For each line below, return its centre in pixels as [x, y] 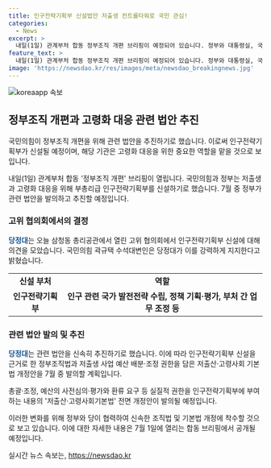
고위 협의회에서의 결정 [48, 221]
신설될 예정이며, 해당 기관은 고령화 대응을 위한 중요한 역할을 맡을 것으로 [142, 151]
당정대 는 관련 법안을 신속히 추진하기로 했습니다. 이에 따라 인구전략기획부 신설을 [132, 354]
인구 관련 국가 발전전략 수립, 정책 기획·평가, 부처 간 [158, 296]
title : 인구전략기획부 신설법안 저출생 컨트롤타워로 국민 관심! [98, 16]
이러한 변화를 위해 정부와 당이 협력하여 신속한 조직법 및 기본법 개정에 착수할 [127, 418]
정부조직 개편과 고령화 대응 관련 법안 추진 [104, 120]
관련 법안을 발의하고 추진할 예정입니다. [69, 198]
